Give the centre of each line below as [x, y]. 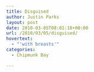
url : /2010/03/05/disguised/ [42, 33]
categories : [21, 50]
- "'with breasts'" [35, 44]
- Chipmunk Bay [30, 55]
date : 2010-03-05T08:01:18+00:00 [47, 28]
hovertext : [20, 39]
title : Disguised [27, 11]
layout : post [22, 22]
